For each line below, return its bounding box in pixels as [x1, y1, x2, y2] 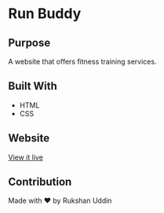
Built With [8, 79, 57, 93]
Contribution [8, 175, 72, 189]
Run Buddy [8, 5, 82, 23]
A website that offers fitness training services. [8, 57, 157, 66]
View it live [8, 152, 43, 162]
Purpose [8, 36, 51, 50]
